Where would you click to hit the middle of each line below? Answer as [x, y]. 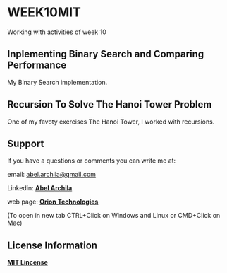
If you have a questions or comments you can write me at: [92, 161]
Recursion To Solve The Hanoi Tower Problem [110, 104]
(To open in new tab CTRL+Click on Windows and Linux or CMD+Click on [114, 216]
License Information [52, 245]
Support [26, 143]
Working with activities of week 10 [57, 32]
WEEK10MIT [44, 12]
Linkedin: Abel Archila [40, 188]
